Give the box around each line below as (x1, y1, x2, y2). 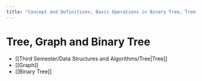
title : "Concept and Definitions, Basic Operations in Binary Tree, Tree (6, 8, 197, 15)
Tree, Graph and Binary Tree (6, 34, 151, 48)
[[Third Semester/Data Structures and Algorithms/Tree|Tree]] (15, 55, 168, 62)
